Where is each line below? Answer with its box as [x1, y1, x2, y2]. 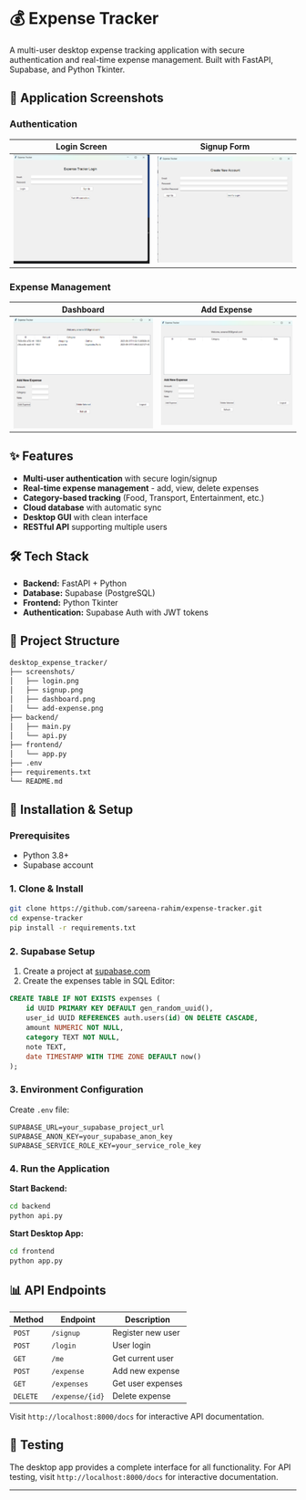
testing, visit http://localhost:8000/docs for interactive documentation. [9, 1471, 279, 1482]
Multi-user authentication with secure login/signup [22, 473, 218, 484]
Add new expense [112, 1365, 180, 1376]
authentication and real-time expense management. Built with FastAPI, [9, 54, 273, 65]
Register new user [112, 1328, 180, 1339]
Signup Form [199, 141, 250, 152]
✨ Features [9, 449, 74, 464]
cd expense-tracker [9, 914, 84, 923]
